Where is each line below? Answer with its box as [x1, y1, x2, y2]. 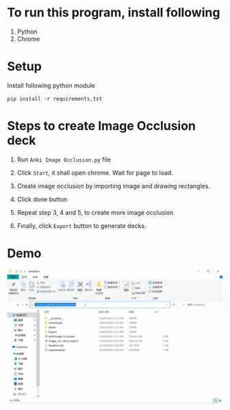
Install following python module [7, 81, 96, 90]
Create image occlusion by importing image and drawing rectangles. [16, 181, 211, 190]
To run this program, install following [7, 5, 220, 21]
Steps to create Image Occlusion [7, 118, 196, 134]
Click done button [16, 195, 68, 203]
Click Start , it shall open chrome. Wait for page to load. [16, 168, 173, 177]
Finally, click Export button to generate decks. [16, 221, 146, 230]
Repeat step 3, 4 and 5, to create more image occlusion [16, 208, 174, 216]
